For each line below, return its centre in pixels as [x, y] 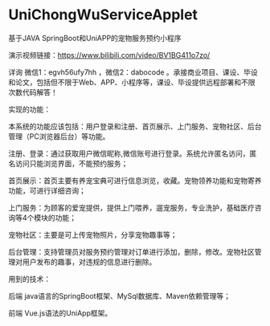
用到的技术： [29, 279]
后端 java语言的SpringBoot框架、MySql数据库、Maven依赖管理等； [120, 295]
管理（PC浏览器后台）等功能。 [59, 136]
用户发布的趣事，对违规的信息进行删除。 [89, 262]
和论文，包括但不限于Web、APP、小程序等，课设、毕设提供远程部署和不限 [132, 82]
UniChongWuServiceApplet [103, 15]
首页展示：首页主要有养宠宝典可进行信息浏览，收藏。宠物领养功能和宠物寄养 [135, 180]
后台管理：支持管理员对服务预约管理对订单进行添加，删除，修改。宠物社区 [131, 251]
